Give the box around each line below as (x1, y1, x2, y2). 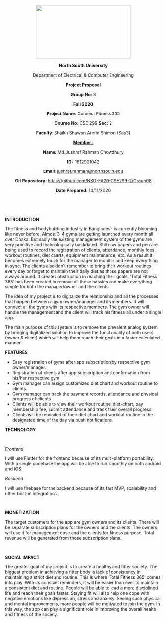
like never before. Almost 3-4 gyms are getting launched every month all (5, 231, 154, 237)
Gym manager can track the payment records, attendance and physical (12, 391, 158, 396)
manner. (5, 340, 22, 345)
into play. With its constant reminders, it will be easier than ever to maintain (5, 580, 159, 585)
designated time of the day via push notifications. (12, 417, 113, 423)
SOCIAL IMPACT (5, 554, 40, 560)
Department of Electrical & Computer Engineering (33, 72, 134, 78)
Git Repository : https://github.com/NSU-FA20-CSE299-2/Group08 (14, 178, 152, 184)
